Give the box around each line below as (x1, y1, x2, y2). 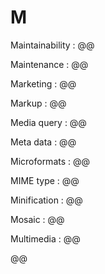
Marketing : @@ (10, 77, 77, 90)
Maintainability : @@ (10, 39, 95, 51)
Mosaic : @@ (10, 213, 65, 225)
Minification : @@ (10, 194, 83, 206)
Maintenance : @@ (10, 58, 89, 70)
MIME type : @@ (10, 174, 80, 186)
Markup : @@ (10, 97, 67, 109)
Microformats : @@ (10, 155, 91, 167)
